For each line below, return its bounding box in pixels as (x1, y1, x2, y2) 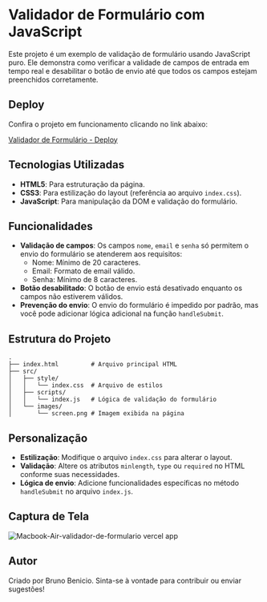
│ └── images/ (8, 402, 63, 410)
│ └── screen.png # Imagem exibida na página (8, 410, 184, 418)
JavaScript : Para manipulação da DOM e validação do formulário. (19, 196, 238, 206)
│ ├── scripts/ (8, 389, 67, 397)
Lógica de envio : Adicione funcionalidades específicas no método (19, 479, 239, 487)
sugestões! (8, 584, 46, 594)
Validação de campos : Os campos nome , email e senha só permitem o (19, 240, 249, 250)
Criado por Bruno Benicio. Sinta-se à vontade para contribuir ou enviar (8, 576, 242, 585)
